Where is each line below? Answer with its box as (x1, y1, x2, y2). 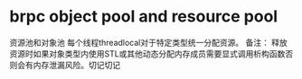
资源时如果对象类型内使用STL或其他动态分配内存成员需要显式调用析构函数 (9, 48, 286, 59)
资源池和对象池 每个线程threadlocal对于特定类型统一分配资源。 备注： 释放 (9, 37, 288, 48)
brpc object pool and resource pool (9, 6, 278, 27)
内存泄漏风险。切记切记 (33, 59, 120, 70)
